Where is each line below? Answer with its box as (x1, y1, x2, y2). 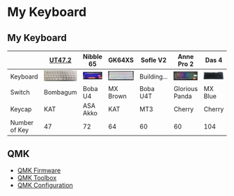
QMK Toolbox (17, 174, 57, 182)
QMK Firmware (17, 166, 61, 174)
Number (10, 119, 34, 127)
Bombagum (44, 88, 77, 97)
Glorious (173, 84, 198, 92)
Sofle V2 (140, 56, 167, 64)
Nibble (82, 52, 103, 60)
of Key (10, 126, 29, 134)
